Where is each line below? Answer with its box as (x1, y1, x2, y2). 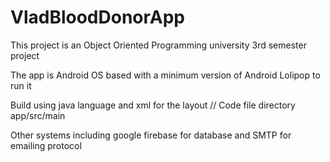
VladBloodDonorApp (10, 6, 186, 29)
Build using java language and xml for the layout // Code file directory (10, 99, 296, 111)
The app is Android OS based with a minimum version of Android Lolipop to (10, 69, 321, 81)
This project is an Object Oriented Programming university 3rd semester (10, 39, 307, 51)
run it (10, 79, 32, 91)
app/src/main (10, 109, 66, 121)
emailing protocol (10, 139, 82, 151)
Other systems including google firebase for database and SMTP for (10, 129, 292, 141)
